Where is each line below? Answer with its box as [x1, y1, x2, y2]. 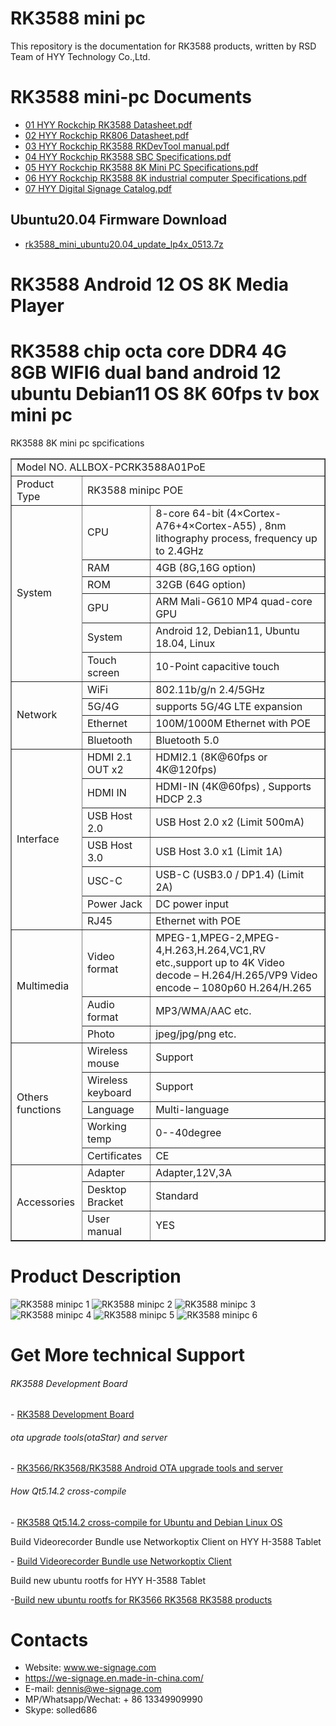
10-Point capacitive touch [155, 659, 280, 673]
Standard [155, 1188, 199, 1202]
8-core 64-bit [155, 506, 225, 520]
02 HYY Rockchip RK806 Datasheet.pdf [24, 129, 190, 141]
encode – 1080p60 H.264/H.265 [155, 980, 313, 994]
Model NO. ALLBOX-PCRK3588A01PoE [16, 460, 206, 474]
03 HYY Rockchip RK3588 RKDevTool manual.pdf [24, 140, 230, 152]
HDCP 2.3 [155, 792, 203, 806]
